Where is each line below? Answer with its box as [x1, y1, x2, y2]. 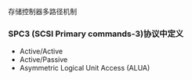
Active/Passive [19, 55, 68, 64]
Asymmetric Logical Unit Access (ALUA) [19, 64, 150, 73]
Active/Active [19, 46, 63, 56]
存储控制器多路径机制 [8, 7, 77, 16]
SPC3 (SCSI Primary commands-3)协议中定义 [8, 28, 184, 39]
